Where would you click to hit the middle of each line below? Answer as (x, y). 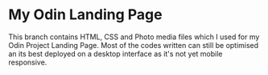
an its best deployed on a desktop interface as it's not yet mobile (115, 53)
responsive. (28, 62)
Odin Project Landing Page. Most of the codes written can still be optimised (134, 45)
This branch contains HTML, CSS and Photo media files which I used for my (134, 37)
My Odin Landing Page (85, 15)
